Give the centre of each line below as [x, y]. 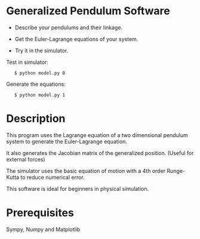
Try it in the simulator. [41, 50]
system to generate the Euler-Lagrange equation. [67, 141]
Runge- [176, 170]
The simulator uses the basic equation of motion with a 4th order [86, 170]
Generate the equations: [36, 84]
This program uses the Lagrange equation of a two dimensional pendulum [97, 135]
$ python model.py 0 [40, 73]
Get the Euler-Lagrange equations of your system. [76, 39]
